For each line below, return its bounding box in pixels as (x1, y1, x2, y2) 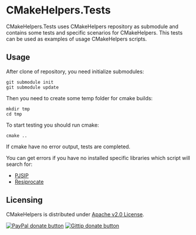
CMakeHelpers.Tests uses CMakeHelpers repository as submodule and (6, 23, 179, 30)
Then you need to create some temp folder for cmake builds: (6, 94, 153, 101)
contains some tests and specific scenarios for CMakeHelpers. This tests (6, 29, 183, 36)
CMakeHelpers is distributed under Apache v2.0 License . (6, 210, 145, 217)
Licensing (6, 195, 43, 205)
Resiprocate (14, 178, 44, 185)
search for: (6, 161, 33, 168)
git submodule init (6, 79, 54, 85)
